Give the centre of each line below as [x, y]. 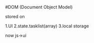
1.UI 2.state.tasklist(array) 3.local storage [47, 26]
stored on [15, 16]
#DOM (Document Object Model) [39, 7]
